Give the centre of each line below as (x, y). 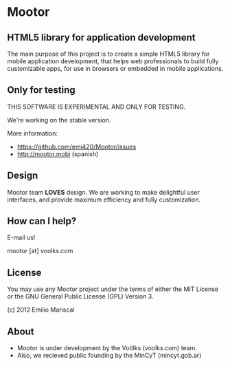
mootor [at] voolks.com (40, 251)
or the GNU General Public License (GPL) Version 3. (80, 297)
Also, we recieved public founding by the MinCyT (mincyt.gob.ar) (109, 356)
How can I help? (42, 221)
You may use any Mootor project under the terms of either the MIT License (113, 289)
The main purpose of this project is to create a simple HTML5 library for (108, 54)
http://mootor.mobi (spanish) (58, 154)
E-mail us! (21, 237)
